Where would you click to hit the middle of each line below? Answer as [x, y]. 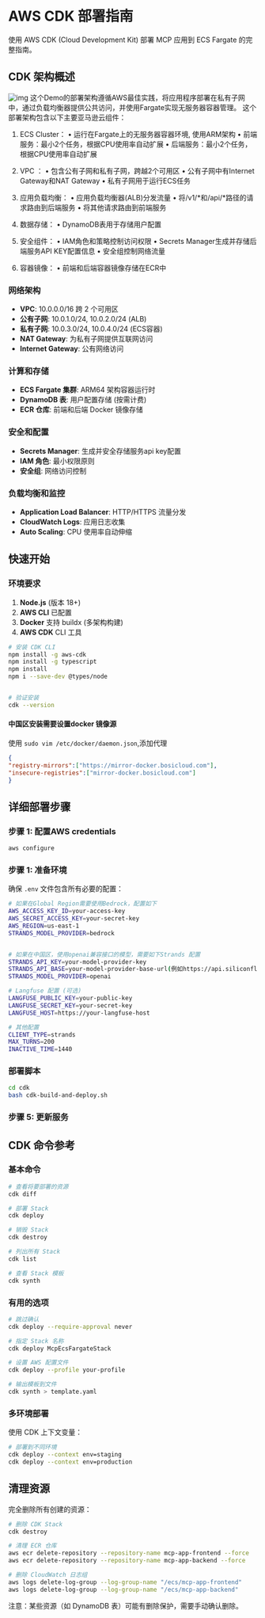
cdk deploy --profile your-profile [67, 1370]
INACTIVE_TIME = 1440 [40, 1049]
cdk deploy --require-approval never [70, 1327]
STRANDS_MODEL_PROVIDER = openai [60, 977]
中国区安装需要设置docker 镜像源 [62, 724]
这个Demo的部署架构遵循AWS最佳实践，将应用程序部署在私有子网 [138, 97]
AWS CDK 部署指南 [71, 16]
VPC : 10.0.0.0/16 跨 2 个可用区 [69, 309]
